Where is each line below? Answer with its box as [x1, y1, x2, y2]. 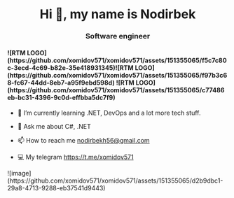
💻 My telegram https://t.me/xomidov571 [17, 153, 135, 162]
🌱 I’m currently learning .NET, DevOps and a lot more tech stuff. [17, 108, 201, 118]
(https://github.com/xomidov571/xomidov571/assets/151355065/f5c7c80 [7, 56, 227, 64]
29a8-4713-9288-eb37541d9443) [7, 184, 106, 192]
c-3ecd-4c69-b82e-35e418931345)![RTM [7, 63, 135, 72]
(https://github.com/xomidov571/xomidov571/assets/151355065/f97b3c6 [7, 71, 228, 79]
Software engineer [85, 31, 151, 41]
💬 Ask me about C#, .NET [17, 122, 91, 131]
